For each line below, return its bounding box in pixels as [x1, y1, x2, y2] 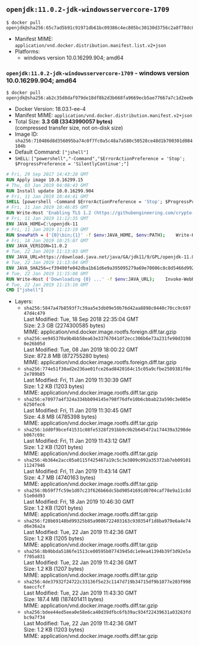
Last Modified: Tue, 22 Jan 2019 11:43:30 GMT [23, 589, 137, 596]
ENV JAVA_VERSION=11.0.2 [6, 243, 68, 249]
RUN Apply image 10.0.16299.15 [6, 177, 84, 183]
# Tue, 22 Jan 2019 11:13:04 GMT [6, 260, 89, 266]
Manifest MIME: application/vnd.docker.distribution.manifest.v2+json [14, 112, 192, 119]
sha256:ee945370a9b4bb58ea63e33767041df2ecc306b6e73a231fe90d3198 [23, 336, 191, 342]
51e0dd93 [23, 493, 46, 499]
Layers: [14, 298, 33, 305]
